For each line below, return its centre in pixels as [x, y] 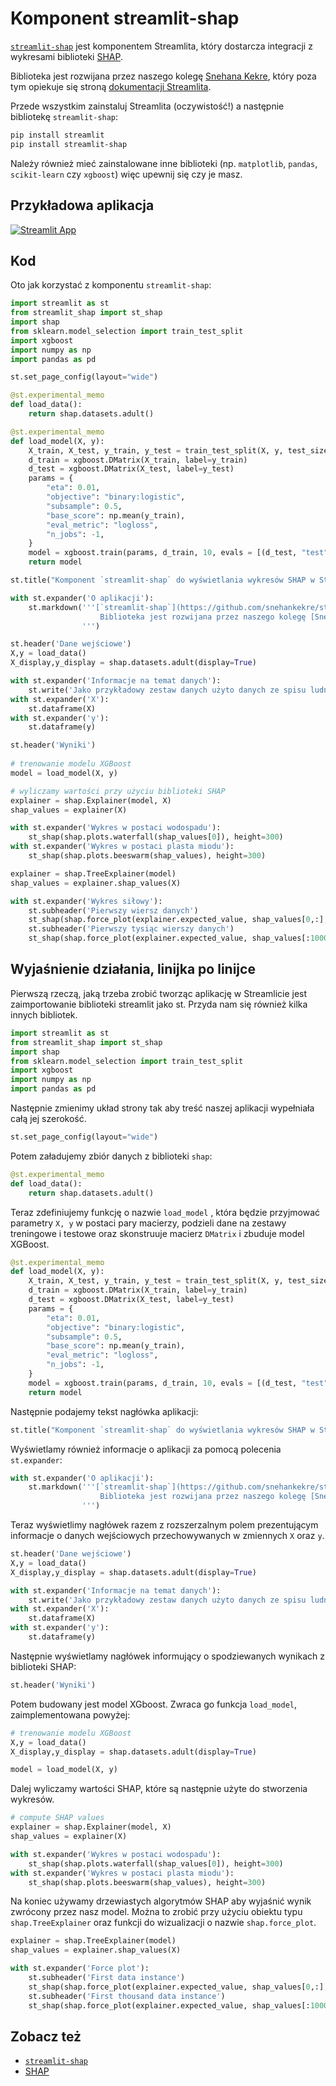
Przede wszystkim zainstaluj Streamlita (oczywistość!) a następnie [147, 106]
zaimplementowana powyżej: [70, 1714]
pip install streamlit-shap [69, 144]
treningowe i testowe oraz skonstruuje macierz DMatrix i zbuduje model [157, 1233]
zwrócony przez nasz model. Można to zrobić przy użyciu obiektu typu [156, 1912]
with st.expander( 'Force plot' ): [80, 1968]
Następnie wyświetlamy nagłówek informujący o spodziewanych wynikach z [168, 1656]
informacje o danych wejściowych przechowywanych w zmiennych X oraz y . [167, 1535]
